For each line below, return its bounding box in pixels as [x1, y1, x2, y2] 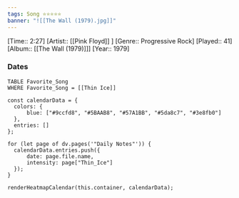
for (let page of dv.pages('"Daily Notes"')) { [7, 140, 152, 147]
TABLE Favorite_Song [7, 78, 69, 85]
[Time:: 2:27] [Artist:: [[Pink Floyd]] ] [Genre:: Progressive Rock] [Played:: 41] [7, 36, 233, 45]
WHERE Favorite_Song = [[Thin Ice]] [7, 84, 116, 91]
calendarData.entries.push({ [14, 147, 101, 154]
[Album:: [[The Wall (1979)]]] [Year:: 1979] [7, 44, 130, 53]
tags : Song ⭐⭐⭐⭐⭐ [7, 10, 62, 18]
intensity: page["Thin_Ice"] [26, 159, 113, 166]
